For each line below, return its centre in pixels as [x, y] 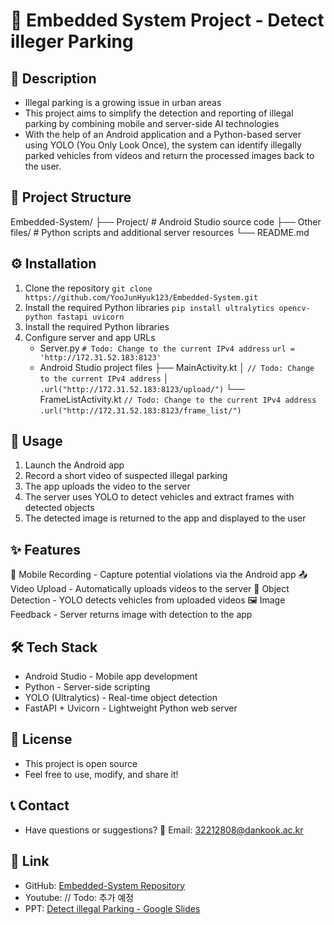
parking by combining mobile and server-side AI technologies [152, 123]
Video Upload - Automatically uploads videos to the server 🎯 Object [150, 589]
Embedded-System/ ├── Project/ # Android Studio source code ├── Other [166, 221]
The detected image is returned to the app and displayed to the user [165, 518]
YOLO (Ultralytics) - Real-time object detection [121, 698]
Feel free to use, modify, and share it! [101, 774]
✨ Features [45, 549]
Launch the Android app [74, 465]
